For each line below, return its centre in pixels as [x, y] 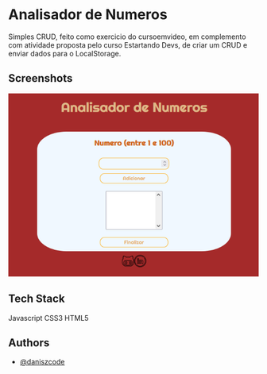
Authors [29, 343]
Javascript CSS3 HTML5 [48, 318]
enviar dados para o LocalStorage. [65, 53]
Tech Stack [37, 299]
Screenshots [41, 78]
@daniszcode [42, 362]
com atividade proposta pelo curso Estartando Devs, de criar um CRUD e [128, 44]
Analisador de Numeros [88, 15]
